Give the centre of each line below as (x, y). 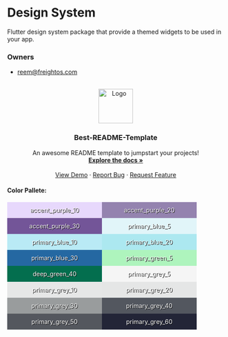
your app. (21, 39)
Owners (21, 57)
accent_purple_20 (149, 210)
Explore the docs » (116, 160)
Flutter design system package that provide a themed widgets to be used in (114, 32)
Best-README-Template (116, 138)
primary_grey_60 (149, 321)
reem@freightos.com (47, 72)
